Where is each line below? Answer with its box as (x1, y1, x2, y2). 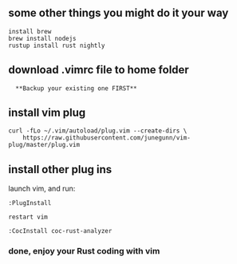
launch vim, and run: (8, 183, 76, 194)
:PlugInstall (8, 199, 52, 207)
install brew (8, 27, 52, 35)
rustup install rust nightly (8, 41, 105, 49)
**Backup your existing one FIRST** (15, 84, 137, 93)
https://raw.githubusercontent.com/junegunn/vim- (22, 134, 192, 142)
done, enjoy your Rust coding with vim (8, 246, 160, 257)
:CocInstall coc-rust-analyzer (8, 227, 113, 235)
